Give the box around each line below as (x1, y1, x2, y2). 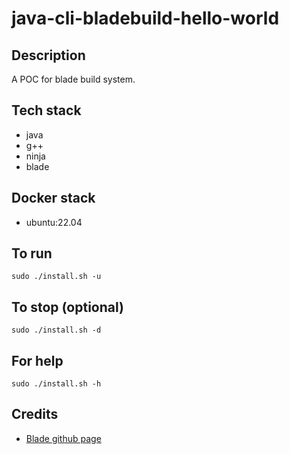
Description (11, 47, 86, 64)
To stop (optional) (11, 298, 124, 316)
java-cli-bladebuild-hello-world (11, 7, 280, 30)
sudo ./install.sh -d (11, 325, 102, 336)
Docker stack (11, 190, 96, 207)
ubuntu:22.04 (25, 216, 83, 228)
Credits (11, 406, 59, 423)
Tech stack (11, 102, 82, 119)
